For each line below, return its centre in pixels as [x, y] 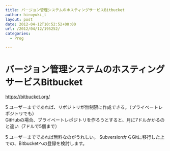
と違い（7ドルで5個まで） [33, 126]
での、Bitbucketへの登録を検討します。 [46, 143]
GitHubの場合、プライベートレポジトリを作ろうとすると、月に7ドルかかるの [85, 119]
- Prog [17, 39]
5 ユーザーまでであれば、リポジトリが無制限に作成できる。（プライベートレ [84, 107]
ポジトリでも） [21, 113]
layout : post [19, 19]
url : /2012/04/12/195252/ [33, 29]
